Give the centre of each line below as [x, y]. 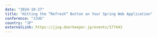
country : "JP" [19, 23]
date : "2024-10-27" [25, 9]
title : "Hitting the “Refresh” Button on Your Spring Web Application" [79, 14]
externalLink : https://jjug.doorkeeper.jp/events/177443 [64, 27]
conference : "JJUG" [25, 18]
